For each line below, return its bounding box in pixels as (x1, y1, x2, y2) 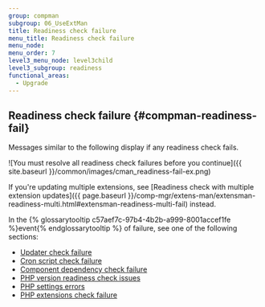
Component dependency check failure (19, 264, 148, 274)
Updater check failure (19, 248, 92, 257)
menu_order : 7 (8, 49, 56, 57)
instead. (190, 199, 217, 209)
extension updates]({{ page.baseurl (8, 190, 127, 201)
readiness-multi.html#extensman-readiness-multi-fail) (8, 199, 189, 209)
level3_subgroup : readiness (8, 64, 103, 72)
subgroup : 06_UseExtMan (8, 19, 88, 27)
